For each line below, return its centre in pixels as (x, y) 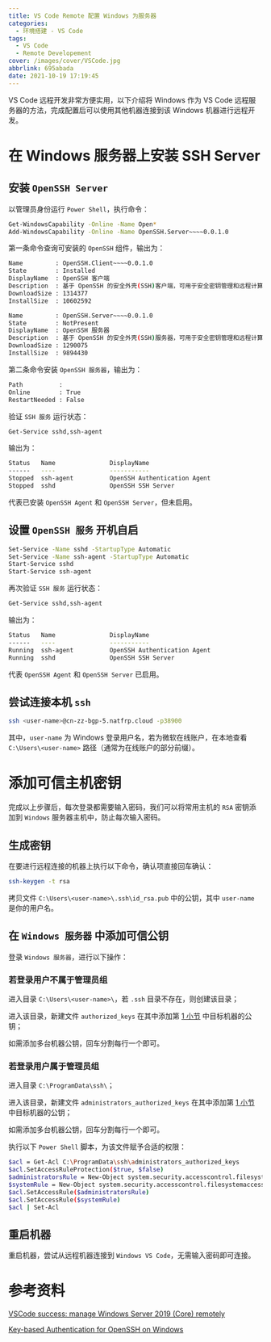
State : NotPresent (54, 323)
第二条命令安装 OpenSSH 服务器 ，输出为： (75, 369)
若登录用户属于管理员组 (54, 1066)
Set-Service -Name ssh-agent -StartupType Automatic (99, 557)
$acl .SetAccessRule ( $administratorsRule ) (79, 1192)
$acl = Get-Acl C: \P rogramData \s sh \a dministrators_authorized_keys (124, 1162)
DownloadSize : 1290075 (48, 346)
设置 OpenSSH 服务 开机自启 (73, 530)
